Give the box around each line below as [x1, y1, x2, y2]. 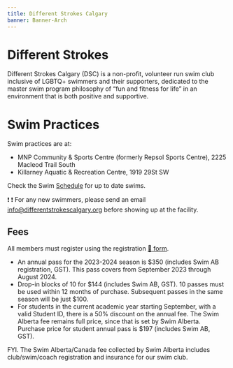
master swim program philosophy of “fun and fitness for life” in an [7, 84, 197, 93]
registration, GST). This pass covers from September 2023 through [17, 265, 211, 274]
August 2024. [17, 273, 57, 281]
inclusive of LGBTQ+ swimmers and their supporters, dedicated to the [7, 78, 209, 86]
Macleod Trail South [17, 161, 76, 169]
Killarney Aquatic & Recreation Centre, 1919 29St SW [17, 168, 169, 177]
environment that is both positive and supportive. [7, 92, 149, 101]
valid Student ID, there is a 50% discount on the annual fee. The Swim [17, 310, 219, 318]
